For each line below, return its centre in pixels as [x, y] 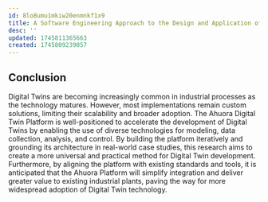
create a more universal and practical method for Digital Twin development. [132, 155]
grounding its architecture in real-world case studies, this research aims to [130, 147]
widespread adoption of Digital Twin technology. [88, 189]
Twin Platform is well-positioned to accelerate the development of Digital [128, 122]
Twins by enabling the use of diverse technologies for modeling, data [122, 130]
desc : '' [23, 30]
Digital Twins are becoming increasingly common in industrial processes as [132, 96]
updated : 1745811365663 [48, 38]
